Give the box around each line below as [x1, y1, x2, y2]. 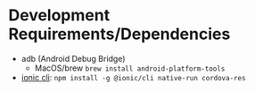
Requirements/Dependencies [8, 24, 231, 44]
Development [8, 5, 111, 26]
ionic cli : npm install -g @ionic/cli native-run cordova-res [21, 72, 246, 82]
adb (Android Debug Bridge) [21, 53, 126, 64]
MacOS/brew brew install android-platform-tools [34, 63, 226, 73]
